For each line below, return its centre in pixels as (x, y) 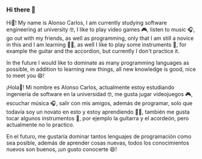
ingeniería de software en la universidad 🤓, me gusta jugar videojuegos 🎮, (99, 94)
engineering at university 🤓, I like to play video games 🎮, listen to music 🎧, (101, 30)
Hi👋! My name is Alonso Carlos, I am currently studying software (87, 23)
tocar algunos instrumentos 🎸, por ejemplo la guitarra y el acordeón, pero (98, 118)
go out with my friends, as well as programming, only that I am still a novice (100, 38)
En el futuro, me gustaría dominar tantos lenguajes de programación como (99, 137)
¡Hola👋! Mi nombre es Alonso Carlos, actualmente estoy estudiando (90, 88)
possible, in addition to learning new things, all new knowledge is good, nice (101, 70)
